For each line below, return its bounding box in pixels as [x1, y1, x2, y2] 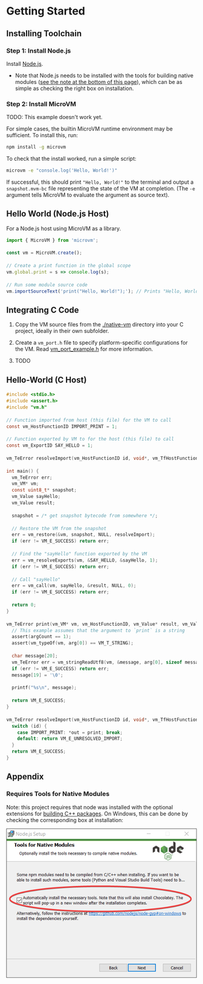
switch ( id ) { [11, 723, 47, 729]
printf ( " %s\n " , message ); [11, 685, 77, 691]
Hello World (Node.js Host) [6, 209, 109, 219]
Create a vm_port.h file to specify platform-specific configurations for [14, 339, 188, 346]
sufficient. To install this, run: [6, 132, 79, 139]
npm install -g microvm [6, 144, 66, 151]
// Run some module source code [6, 282, 88, 288]
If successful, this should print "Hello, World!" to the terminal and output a [6, 178, 194, 186]
